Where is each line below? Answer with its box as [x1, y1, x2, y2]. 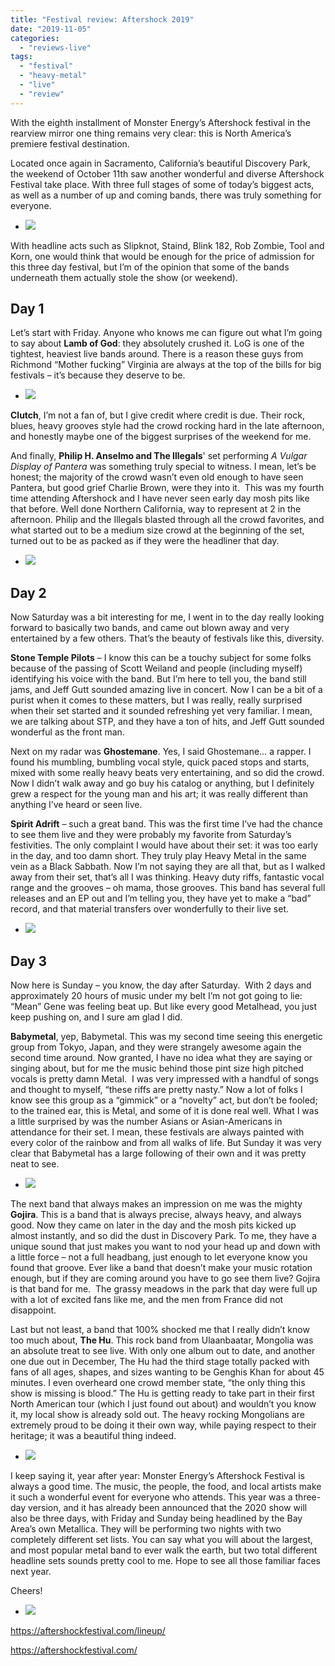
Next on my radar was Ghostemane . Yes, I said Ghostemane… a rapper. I [10, 746, 312, 758]
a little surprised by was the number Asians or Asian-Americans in [10, 1116, 283, 1128]
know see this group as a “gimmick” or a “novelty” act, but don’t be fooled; [10, 1094, 318, 1106]
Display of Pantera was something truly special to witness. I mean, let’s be [10, 461, 317, 473]
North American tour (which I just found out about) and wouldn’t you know [10, 1398, 317, 1410]
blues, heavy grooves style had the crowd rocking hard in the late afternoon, [10, 420, 325, 432]
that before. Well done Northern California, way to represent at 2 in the [10, 503, 302, 515]
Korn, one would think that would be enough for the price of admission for [10, 250, 315, 262]
